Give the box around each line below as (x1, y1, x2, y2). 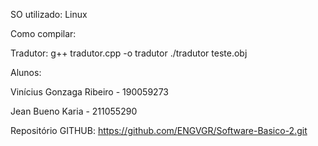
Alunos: (10, 67, 42, 78)
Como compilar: (10, 28, 77, 39)
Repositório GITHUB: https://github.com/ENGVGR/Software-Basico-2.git (10, 125, 308, 136)
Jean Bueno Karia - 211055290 (10, 105, 138, 117)
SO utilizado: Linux (10, 9, 88, 20)
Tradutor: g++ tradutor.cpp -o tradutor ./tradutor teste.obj (10, 47, 248, 59)
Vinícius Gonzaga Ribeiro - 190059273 (10, 86, 169, 98)
